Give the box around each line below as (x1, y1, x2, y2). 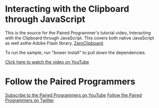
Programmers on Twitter (5, 97, 54, 103)
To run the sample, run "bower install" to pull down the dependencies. (5, 50, 146, 55)
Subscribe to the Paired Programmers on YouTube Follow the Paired (5, 92, 142, 98)
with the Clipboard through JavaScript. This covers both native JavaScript (5, 35, 154, 41)
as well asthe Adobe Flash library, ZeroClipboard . (5, 40, 104, 46)
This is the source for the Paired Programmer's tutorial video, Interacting (5, 30, 151, 36)
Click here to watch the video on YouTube (5, 59, 90, 65)
